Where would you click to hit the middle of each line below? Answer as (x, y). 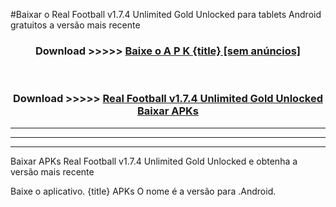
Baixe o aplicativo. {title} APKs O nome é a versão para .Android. (143, 191)
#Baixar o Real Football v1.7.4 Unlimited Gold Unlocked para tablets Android (166, 14)
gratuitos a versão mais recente (75, 25)
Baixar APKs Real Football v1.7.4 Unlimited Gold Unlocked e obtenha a (154, 161)
